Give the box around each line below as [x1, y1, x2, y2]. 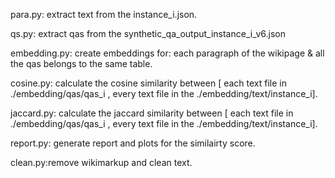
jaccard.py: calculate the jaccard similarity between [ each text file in [10, 107, 294, 119]
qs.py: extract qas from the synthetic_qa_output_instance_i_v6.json [10, 28, 286, 39]
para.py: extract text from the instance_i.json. [10, 9, 198, 20]
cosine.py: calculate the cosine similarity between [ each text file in [10, 77, 288, 89]
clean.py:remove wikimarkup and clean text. [10, 157, 193, 168]
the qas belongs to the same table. [10, 58, 153, 69]
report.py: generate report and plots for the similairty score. [10, 137, 256, 149]
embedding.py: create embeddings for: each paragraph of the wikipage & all [10, 47, 325, 59]
